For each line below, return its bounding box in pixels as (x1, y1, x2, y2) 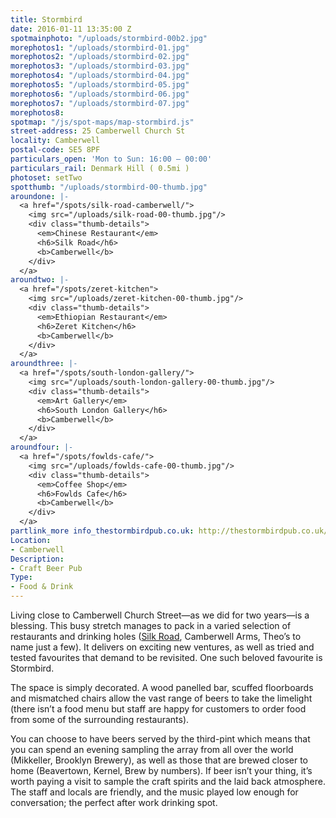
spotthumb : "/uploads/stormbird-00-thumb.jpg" (10, 182, 208, 192)
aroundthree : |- (10, 359, 78, 369)
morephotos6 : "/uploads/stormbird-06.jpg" (10, 89, 190, 99)
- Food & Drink (10, 582, 74, 592)
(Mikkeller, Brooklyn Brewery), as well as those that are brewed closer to (10, 754, 308, 766)
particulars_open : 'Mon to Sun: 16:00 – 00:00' (10, 154, 213, 164)
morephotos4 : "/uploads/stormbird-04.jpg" (10, 71, 190, 81)
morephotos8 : (10, 107, 65, 118)
